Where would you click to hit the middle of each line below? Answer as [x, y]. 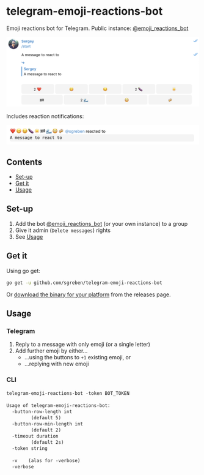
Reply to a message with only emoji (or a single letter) [83, 345]
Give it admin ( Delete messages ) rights [63, 230]
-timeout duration [35, 436]
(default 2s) [47, 442]
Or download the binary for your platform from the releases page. [89, 294]
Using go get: [24, 271]
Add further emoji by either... [51, 351]
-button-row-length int [42, 411]
